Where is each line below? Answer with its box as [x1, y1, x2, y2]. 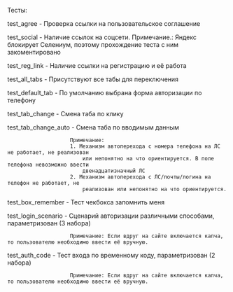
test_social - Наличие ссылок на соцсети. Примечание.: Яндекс [7, 33, 197, 41]
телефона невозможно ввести [7, 161, 90, 168]
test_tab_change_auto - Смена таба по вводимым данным [7, 123, 180, 132]
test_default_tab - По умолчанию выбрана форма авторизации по [7, 89, 202, 97]
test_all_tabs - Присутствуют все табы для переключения [7, 75, 179, 83]
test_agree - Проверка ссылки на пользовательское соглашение [7, 20, 201, 27]
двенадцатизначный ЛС [82, 167, 146, 174]
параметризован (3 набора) [7, 219, 91, 227]
